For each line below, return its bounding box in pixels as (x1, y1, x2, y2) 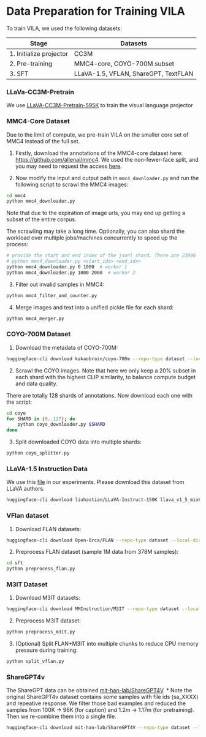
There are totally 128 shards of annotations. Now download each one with (6, 391, 193, 399)
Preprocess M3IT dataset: (15, 617, 81, 624)
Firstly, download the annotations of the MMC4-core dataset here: (15, 149, 183, 157)
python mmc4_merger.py (6, 316, 64, 322)
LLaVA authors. (6, 485, 45, 493)
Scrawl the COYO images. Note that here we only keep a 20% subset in (15, 366, 196, 374)
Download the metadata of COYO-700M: (15, 344, 118, 351)
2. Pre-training (9, 59, 53, 68)
